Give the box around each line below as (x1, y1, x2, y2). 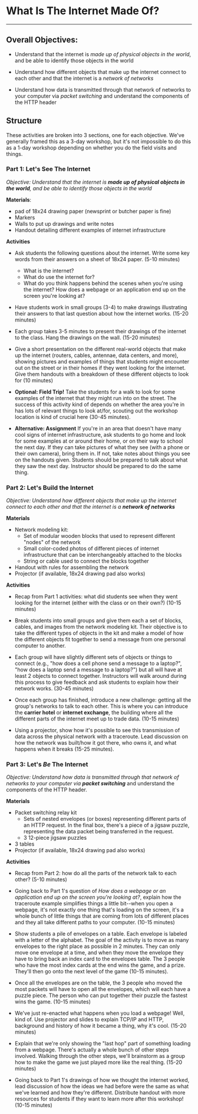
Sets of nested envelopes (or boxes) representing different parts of (23, 816, 187, 823)
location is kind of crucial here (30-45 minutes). (14, 413, 131, 420)
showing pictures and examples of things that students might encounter (14, 358, 190, 365)
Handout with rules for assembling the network (14, 564, 129, 571)
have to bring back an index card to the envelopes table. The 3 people (14, 956, 186, 963)
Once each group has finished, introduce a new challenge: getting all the (14, 696, 192, 704)
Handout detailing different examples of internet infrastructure (14, 226, 166, 233)
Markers (14, 214, 35, 221)
